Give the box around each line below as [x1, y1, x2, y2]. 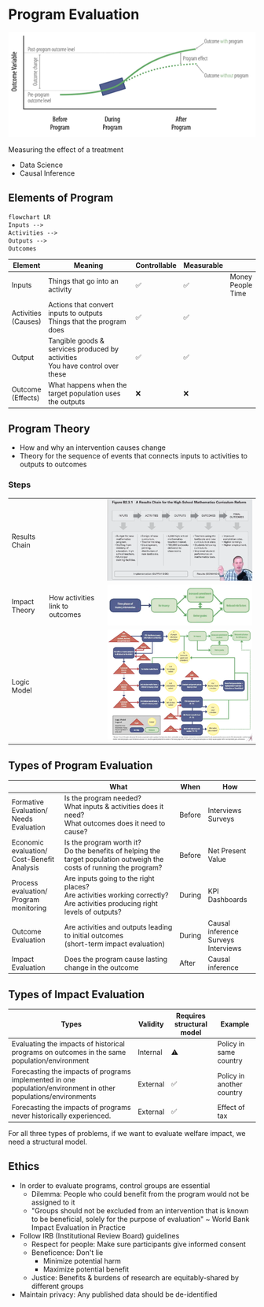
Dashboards [207, 894, 247, 904]
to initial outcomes [64, 931, 124, 941]
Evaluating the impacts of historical [11, 1038, 126, 1049]
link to [48, 601, 69, 611]
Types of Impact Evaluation [8, 987, 145, 1001]
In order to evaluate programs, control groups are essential [19, 1180, 211, 1190]
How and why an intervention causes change [19, 443, 167, 452]
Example [220, 1019, 250, 1029]
